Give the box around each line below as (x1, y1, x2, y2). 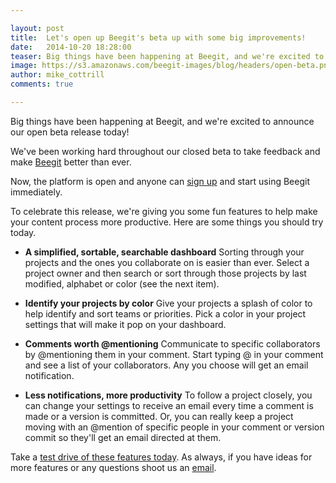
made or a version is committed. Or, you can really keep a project (24, 410, 294, 422)
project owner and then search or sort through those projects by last (24, 267, 307, 279)
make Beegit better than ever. (10, 156, 132, 168)
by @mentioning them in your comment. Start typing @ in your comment (24, 348, 324, 360)
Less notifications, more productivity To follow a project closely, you (24, 389, 313, 401)
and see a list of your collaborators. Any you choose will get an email (24, 359, 309, 371)
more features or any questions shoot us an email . (10, 461, 217, 473)
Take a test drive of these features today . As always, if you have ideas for (10, 451, 313, 463)
